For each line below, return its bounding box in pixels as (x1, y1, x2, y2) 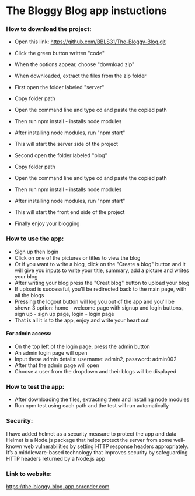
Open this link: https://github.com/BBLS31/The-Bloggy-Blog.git (14, 38, 166, 45)
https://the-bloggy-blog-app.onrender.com (6, 483, 110, 490)
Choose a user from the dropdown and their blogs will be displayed (14, 368, 177, 375)
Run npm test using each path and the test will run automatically (14, 402, 169, 409)
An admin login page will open (14, 349, 88, 356)
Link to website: (6, 470, 53, 478)
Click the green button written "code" (14, 50, 105, 57)
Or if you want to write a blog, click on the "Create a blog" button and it (14, 260, 186, 267)
